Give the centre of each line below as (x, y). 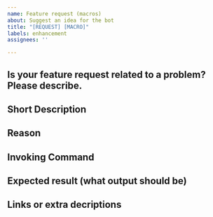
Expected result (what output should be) (97, 181)
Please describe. (45, 85)
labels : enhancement (37, 33)
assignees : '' (28, 40)
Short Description (47, 109)
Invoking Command (51, 157)
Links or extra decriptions (64, 205)
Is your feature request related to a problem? (106, 74)
